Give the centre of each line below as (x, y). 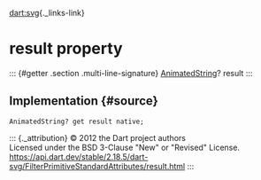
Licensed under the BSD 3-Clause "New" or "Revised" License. (125, 147)
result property (66, 49)
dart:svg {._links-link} (47, 13)
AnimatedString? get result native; (77, 121)
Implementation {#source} (84, 101)
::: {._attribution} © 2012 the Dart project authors (97, 137)
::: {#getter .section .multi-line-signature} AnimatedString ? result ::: (131, 73)
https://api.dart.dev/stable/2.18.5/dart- (79, 157)
